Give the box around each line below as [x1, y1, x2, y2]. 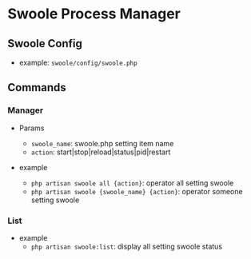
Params [18, 123, 45, 133]
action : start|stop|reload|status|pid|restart [30, 147, 171, 157]
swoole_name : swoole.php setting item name [30, 138, 174, 148]
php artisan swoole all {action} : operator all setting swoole [30, 177, 234, 188]
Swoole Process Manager [7, 5, 181, 23]
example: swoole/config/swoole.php [18, 58, 137, 67]
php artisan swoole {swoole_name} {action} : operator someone [30, 186, 243, 196]
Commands [7, 81, 67, 94]
